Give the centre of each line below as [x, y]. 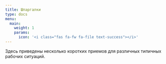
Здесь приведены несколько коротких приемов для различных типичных [83, 51]
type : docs [16, 14]
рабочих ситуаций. [25, 56]
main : [15, 23]
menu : [11, 19]
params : [22, 32]
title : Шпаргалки [23, 10]
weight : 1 [24, 28]
